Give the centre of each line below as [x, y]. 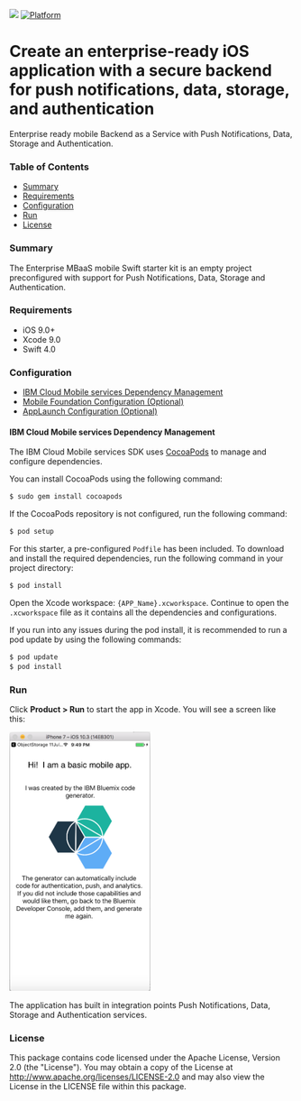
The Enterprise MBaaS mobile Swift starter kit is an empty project [131, 268]
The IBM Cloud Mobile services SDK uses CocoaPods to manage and [138, 452]
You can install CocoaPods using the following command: [116, 479]
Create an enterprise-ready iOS [129, 52]
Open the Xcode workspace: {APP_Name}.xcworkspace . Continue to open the [149, 602]
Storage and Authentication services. [78, 1014]
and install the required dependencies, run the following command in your [146, 558]
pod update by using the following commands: [96, 639]
